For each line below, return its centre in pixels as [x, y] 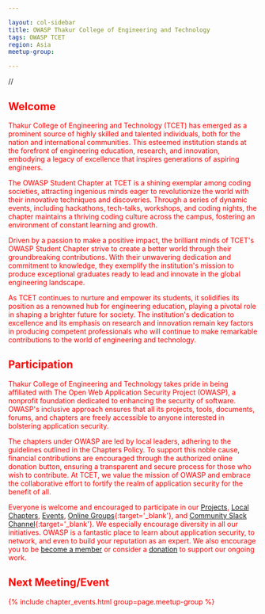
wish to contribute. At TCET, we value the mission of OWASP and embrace [130, 475]
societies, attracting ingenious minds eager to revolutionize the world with [129, 191]
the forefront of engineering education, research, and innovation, [114, 151]
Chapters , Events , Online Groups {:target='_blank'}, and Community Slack [128, 515]
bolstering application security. [59, 425]
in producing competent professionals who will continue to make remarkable [133, 331]
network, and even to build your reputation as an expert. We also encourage [132, 540]
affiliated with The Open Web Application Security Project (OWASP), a [122, 392]
